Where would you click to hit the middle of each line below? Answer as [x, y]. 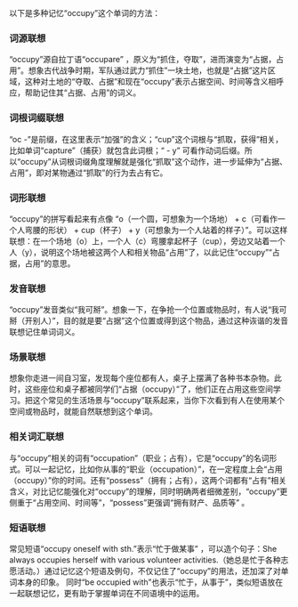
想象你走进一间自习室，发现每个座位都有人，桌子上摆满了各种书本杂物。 [141, 378]
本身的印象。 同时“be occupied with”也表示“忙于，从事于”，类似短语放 [146, 582]
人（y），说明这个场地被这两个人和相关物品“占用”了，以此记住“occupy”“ [141, 252]
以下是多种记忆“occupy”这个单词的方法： [85, 13]
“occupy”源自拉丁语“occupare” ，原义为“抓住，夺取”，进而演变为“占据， [143, 60]
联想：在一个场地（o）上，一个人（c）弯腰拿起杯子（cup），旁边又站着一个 [148, 241]
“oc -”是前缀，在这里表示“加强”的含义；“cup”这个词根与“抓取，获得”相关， [146, 139]
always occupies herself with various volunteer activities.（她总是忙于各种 [145, 560]
